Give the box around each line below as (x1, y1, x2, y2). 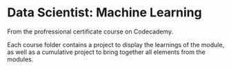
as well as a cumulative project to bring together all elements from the (7, 48, 205, 56)
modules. (7, 55, 34, 63)
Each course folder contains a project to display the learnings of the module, (7, 40, 225, 49)
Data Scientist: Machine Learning (7, 5, 202, 20)
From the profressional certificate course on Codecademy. (7, 27, 174, 36)
